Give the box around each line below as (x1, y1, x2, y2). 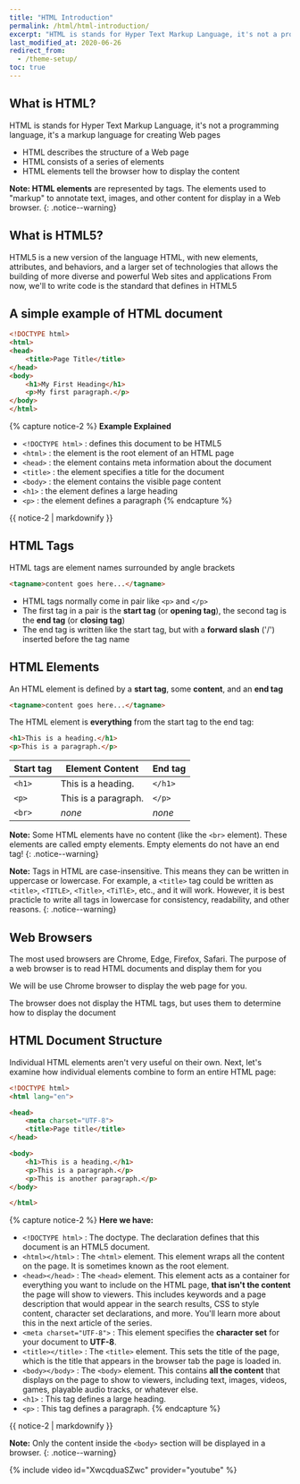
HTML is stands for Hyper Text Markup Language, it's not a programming (9, 120, 279, 131)
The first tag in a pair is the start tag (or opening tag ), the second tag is (21, 605, 287, 615)
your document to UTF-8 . (21, 1336, 118, 1347)
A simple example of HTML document (9, 306, 223, 321)
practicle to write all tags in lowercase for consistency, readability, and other (9, 895, 290, 905)
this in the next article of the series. (21, 1318, 153, 1328)
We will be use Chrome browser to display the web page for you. (9, 980, 247, 991)
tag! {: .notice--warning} (9, 849, 100, 860)
